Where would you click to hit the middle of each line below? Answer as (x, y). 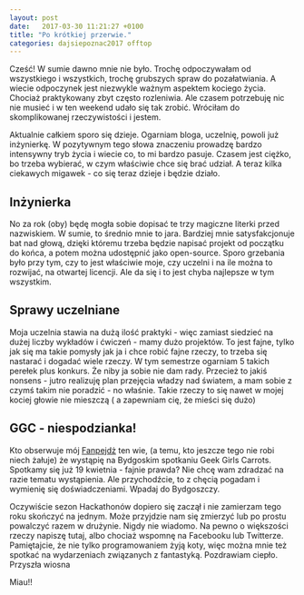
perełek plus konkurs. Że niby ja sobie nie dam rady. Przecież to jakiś (138, 371)
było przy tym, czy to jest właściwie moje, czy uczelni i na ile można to (141, 263)
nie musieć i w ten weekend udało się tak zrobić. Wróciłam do (125, 108)
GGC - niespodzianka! (73, 428)
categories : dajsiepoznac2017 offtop (81, 43)
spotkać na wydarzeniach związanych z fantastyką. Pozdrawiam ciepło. (144, 554)
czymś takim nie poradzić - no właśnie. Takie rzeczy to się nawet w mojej (147, 390)
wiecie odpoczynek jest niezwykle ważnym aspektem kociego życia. (137, 88)
